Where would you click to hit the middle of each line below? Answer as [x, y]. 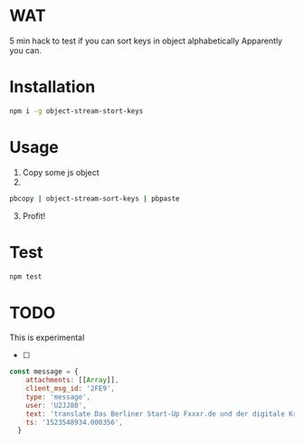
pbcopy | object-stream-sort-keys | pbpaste [95, 198]
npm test [26, 277]
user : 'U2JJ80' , [57, 405]
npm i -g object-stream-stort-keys [76, 111]
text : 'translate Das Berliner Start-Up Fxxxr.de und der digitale [155, 414]
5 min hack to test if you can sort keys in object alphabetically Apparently [146, 41]
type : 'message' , [58, 397]
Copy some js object [61, 172]
